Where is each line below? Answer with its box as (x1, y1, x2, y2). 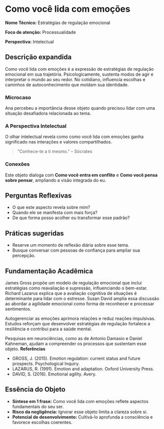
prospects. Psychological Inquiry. (12, 361, 80, 367)
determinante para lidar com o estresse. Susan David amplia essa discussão (5, 296, 160, 302)
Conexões (5, 161, 30, 168)
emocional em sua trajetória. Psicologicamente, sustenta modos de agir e (5, 71, 154, 77)
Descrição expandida (5, 53, 72, 61)
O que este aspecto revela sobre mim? (12, 204, 90, 210)
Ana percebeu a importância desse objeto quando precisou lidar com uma (5, 105, 155, 111)
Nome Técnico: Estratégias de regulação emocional (5, 20, 110, 26)
